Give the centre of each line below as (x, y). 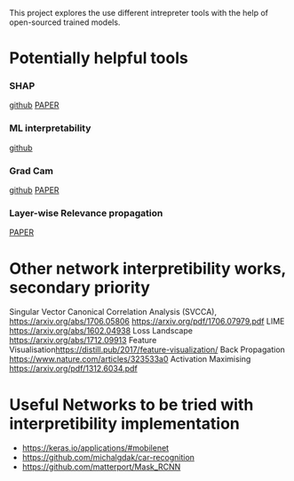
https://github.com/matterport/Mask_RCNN (101, 467)
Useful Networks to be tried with (131, 405)
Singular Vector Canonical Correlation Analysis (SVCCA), (113, 312)
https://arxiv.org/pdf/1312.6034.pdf (73, 369)
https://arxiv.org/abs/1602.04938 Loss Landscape (101, 331)
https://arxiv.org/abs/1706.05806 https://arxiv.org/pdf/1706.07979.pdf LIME (147, 321)
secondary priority (80, 287)
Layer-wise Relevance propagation (86, 213)
